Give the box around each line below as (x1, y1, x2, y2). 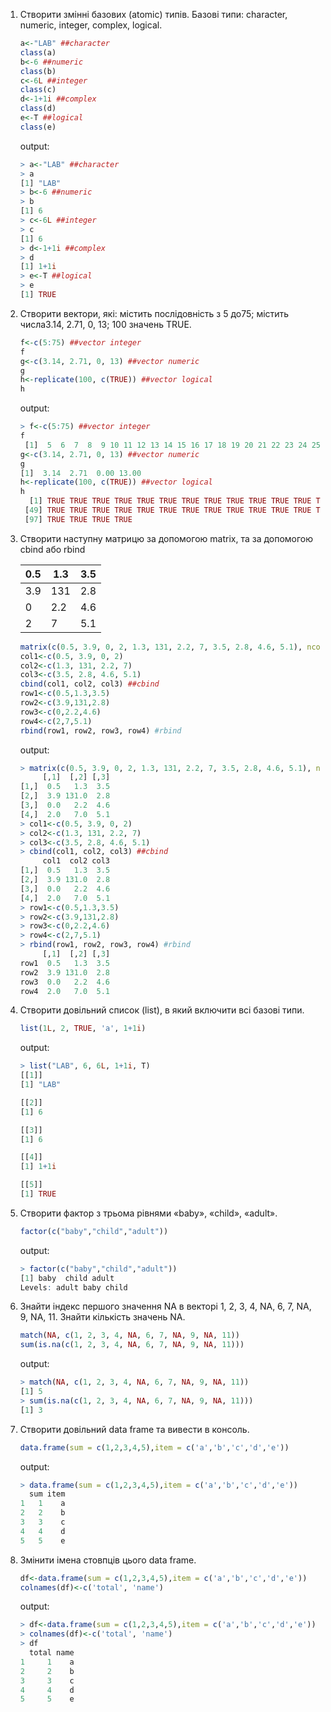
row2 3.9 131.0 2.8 (19, 967, 111, 978)
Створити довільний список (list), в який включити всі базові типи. (19, 1004, 305, 1016)
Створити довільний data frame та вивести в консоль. (19, 1423, 250, 1435)
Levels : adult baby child (19, 1282, 128, 1293)
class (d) (19, 104, 57, 114)
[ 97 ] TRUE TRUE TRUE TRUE (24, 514, 133, 524)
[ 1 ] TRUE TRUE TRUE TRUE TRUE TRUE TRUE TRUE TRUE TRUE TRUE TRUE (29, 496, 312, 506)
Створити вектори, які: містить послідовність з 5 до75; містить (19, 307, 290, 319)
